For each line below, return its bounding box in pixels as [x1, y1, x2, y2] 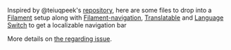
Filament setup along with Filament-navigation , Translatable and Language [7, 13, 224, 22]
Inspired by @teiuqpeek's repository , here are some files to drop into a [7, 6, 212, 14]
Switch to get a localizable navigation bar [7, 21, 127, 29]
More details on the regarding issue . [7, 35, 113, 43]
